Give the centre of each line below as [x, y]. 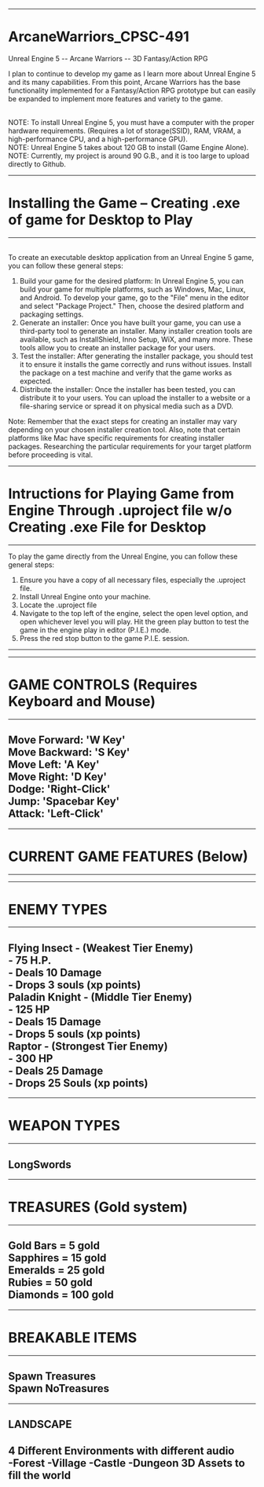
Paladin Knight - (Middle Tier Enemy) [100, 997]
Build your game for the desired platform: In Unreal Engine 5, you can [131, 280]
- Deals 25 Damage [56, 1070]
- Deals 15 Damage [55, 1022]
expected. [36, 381]
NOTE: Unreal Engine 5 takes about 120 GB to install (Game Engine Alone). [128, 147]
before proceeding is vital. [51, 454]
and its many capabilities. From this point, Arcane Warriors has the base [125, 82]
